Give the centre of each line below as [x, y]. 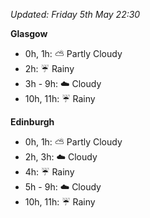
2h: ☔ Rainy [49, 68]
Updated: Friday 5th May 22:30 [75, 14]
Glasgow [29, 33]
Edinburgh [32, 122]
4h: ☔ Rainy [49, 172]
